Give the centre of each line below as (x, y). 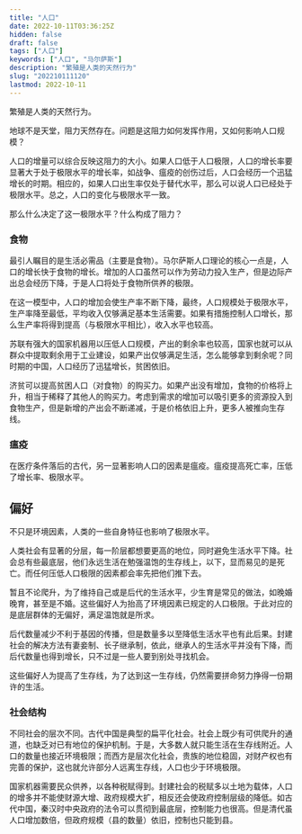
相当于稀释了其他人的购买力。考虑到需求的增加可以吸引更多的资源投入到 (159, 396)
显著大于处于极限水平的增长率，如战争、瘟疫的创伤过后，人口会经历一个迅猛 (151, 172)
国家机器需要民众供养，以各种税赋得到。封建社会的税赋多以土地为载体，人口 (151, 786)
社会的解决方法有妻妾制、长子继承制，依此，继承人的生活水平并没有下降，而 (151, 645)
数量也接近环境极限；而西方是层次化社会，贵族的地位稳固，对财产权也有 (159, 756)
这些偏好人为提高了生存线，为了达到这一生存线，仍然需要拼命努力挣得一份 (147, 676)
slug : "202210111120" (50, 76)
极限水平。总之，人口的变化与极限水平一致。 (92, 194)
